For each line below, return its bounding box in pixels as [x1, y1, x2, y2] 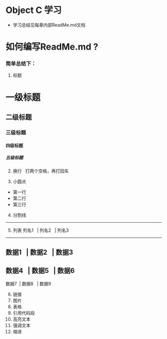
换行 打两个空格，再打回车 [12, 168, 69, 174]
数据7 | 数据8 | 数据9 [5, 280, 52, 286]
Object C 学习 [5, 4, 62, 16]
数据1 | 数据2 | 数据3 [5, 248, 73, 256]
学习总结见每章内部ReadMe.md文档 [12, 22, 86, 28]
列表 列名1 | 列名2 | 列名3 [12, 227, 69, 234]
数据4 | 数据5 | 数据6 [5, 266, 75, 275]
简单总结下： [5, 60, 37, 67]
